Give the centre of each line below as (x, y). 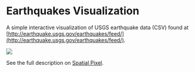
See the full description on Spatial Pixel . (55, 62)
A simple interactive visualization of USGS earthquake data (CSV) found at (97, 27)
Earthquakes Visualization (73, 11)
